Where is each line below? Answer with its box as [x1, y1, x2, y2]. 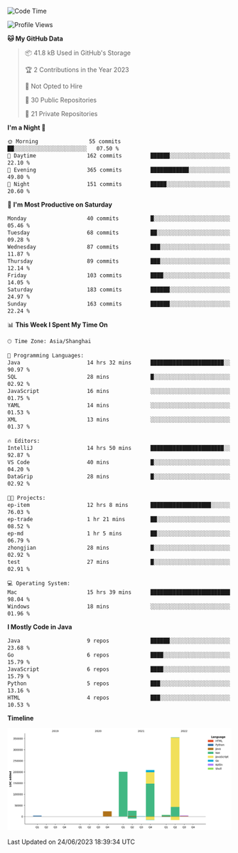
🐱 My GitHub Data [7, 34, 64, 43]
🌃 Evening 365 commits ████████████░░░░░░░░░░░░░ [7, 167, 231, 174]
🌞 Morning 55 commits [7, 138, 121, 145]
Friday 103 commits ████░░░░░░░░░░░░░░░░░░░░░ [7, 272, 231, 279]
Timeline [7, 714, 34, 722]
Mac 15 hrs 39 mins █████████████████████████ [7, 589, 231, 596]
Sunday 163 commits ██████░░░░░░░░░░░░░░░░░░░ [7, 300, 231, 308]
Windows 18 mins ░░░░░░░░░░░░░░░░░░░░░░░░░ [7, 603, 231, 610]
